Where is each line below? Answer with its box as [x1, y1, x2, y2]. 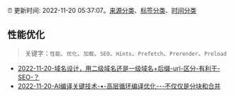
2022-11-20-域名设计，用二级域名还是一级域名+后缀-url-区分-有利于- [17, 64, 221, 72]
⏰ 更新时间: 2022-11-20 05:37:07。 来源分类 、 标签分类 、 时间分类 [7, 6, 197, 14]
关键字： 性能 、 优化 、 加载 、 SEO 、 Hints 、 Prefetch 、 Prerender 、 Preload [24, 49, 227, 57]
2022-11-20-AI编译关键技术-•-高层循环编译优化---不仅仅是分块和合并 [17, 81, 221, 90]
